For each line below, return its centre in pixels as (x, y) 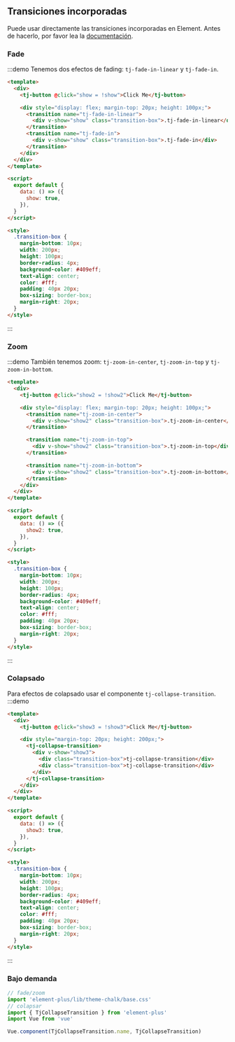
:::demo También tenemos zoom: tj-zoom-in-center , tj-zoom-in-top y (108, 362)
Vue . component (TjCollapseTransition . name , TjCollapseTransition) (104, 1032)
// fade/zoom (26, 993)
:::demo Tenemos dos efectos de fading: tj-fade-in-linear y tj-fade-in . (113, 69)
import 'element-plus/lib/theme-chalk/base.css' (79, 999)
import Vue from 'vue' (40, 1019)
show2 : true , (45, 530)
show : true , (43, 199)
